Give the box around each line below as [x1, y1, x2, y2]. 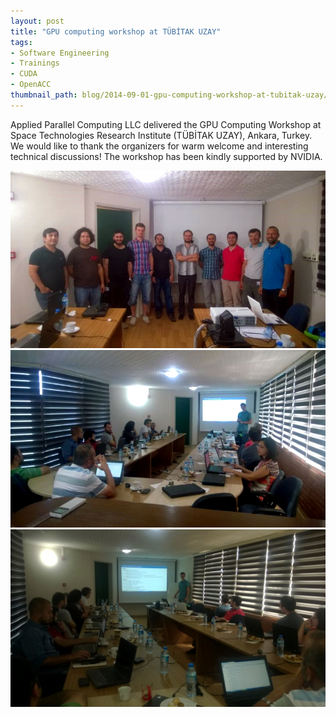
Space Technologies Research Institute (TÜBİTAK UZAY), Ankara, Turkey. [10, 129, 313, 141]
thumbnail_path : [10, 90, 78, 100]
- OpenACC [10, 80, 52, 90]
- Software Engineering [10, 48, 110, 58]
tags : [10, 37, 33, 47]
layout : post [10, 16, 65, 26]
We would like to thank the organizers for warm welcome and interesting [10, 140, 309, 152]
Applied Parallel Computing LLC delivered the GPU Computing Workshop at [10, 118, 322, 130]
